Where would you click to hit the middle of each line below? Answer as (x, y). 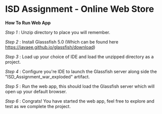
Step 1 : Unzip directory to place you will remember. (58, 32)
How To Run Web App (28, 23)
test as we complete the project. (38, 106)
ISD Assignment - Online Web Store (80, 9)
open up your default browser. (36, 91)
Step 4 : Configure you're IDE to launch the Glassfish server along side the (81, 71)
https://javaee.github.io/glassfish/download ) (50, 47)
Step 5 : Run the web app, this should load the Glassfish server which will (80, 86)
